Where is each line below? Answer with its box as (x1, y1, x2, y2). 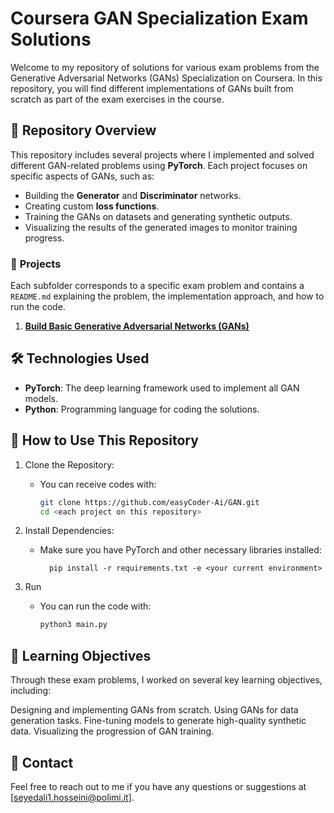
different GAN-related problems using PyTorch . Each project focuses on (10, 159, 308, 171)
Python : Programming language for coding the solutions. (24, 403, 260, 415)
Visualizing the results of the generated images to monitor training (24, 221, 298, 233)
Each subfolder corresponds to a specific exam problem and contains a (10, 280, 305, 292)
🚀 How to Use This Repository (10, 432, 199, 449)
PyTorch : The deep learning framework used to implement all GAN (24, 382, 300, 394)
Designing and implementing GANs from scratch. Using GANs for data (10, 704, 299, 716)
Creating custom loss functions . (24, 200, 160, 212)
